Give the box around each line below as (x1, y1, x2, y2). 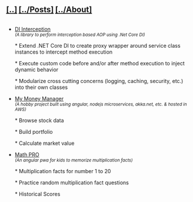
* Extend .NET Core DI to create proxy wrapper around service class (14, 42, 181, 49)
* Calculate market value (14, 140, 75, 147)
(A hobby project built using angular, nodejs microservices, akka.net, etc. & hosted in (14, 101, 187, 107)
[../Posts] (18, 5, 54, 15)
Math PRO (14, 151, 39, 158)
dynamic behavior (14, 66, 59, 73)
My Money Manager (14, 95, 64, 102)
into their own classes (14, 84, 68, 91)
